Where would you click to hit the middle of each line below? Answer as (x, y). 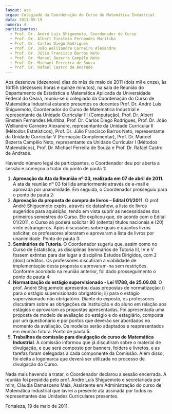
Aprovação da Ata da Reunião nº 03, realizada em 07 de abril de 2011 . (88, 178)
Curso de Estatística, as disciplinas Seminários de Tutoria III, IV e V (83, 249)
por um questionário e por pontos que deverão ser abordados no (81, 321)
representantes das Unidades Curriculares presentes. (62, 396)
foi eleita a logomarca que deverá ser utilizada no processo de (79, 359)
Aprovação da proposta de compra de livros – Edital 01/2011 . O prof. (86, 201)
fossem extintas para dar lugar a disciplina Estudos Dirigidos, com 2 (85, 255)
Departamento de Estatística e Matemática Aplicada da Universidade (78, 93)
